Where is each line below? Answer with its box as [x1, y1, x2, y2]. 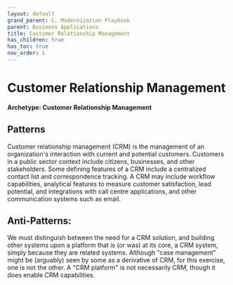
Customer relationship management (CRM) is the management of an [7, 142, 205, 151]
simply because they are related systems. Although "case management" [7, 248, 216, 257]
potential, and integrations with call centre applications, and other [7, 187, 197, 196]
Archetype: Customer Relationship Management [7, 103, 152, 111]
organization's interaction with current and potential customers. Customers [7, 149, 225, 158]
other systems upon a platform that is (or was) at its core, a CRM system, [7, 241, 219, 250]
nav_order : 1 [7, 50, 46, 57]
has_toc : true [7, 43, 49, 50]
